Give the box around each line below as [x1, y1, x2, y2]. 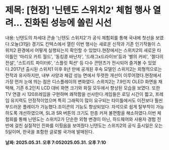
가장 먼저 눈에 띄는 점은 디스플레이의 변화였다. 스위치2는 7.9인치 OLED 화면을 [5, 78, 157, 84]
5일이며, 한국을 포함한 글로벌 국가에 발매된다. [5, 128, 94, 134]
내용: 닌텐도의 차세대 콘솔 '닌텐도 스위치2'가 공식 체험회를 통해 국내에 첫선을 [5, 35, 155, 41]
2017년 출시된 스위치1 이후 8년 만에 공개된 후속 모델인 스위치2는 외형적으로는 [10, 66, 162, 72]
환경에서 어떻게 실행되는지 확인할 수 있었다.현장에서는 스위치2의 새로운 [17, 47, 156, 53]
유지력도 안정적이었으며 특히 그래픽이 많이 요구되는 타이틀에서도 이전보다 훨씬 [10, 97, 163, 103]
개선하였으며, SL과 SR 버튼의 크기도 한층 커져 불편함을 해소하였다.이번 [18, 110, 156, 116]
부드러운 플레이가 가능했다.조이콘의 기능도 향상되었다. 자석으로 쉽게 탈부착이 [5, 103, 155, 109]
